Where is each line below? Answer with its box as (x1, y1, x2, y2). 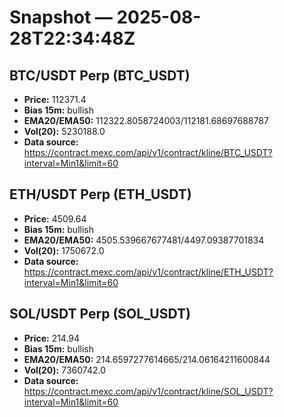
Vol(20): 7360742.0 (23, 364, 106, 376)
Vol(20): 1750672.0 (23, 244, 105, 256)
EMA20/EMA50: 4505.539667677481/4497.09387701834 (23, 234, 265, 246)
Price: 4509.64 (23, 212, 87, 225)
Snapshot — (9, 6, 113, 29)
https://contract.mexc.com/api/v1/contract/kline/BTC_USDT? (23, 147, 273, 158)
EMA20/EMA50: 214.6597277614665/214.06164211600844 (23, 353, 271, 365)
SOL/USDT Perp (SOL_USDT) (9, 306, 191, 323)
